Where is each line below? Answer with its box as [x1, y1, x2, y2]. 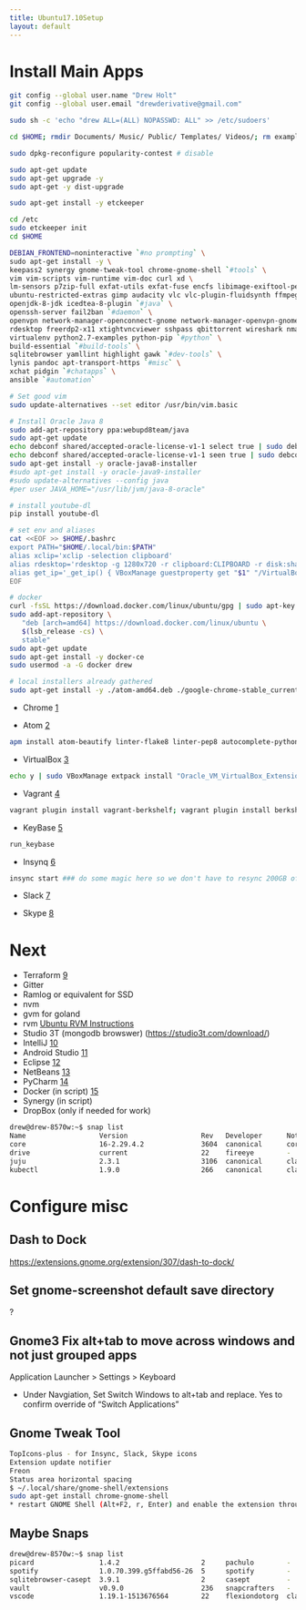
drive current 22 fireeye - [9, 1148, 291, 1157]
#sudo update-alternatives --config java [9, 475, 169, 485]
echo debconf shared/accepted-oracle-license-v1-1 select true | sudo [9, 443, 283, 452]
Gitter [22, 980, 45, 991]
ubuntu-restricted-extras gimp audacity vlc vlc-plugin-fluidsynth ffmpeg [9, 290, 300, 301]
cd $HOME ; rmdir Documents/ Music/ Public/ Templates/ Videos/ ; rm [9, 133, 271, 142]
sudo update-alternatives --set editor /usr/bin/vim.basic [9, 400, 239, 410]
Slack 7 [22, 890, 51, 902]
